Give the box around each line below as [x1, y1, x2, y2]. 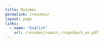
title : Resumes [5, 7, 37, 12]
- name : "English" [9, 26, 48, 31]
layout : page [5, 16, 32, 21]
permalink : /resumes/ [5, 12, 50, 17]
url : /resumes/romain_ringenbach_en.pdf [14, 30, 99, 35]
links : [5, 21, 19, 26]
